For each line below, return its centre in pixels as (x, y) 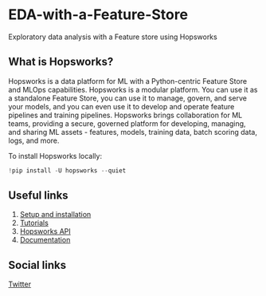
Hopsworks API (45, 231)
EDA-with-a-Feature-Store (98, 15)
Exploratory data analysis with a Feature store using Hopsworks (113, 37)
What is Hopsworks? (61, 62)
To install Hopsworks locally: (55, 156)
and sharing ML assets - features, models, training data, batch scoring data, (133, 132)
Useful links (39, 196)
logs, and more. (34, 140)
